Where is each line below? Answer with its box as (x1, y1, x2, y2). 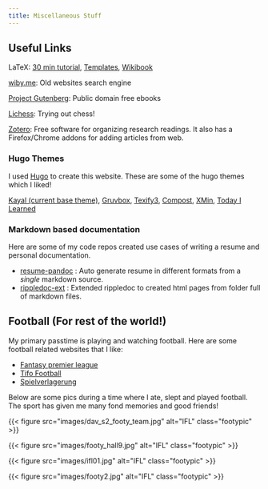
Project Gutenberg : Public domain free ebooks (8, 94, 162, 103)
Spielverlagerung (19, 377, 78, 387)
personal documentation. (8, 251, 91, 260)
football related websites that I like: (8, 344, 123, 354)
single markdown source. (19, 275, 104, 284)
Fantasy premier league (19, 359, 98, 369)
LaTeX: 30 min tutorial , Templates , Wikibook (8, 62, 154, 72)
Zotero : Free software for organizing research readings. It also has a (8, 125, 234, 134)
